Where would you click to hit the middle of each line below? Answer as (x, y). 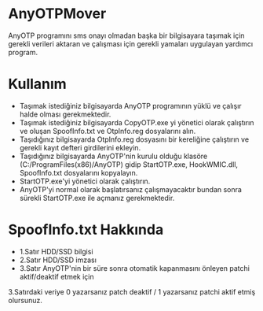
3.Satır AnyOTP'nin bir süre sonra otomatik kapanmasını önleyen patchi (134, 268)
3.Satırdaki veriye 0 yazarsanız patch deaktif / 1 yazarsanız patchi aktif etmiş (132, 291)
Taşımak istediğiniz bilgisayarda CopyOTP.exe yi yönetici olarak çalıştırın (137, 122)
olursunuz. (26, 300)
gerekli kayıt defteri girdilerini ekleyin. (80, 147)
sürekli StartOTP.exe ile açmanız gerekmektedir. (97, 198)
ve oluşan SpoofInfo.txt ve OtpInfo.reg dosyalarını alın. (108, 131)
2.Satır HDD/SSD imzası (58, 260)
